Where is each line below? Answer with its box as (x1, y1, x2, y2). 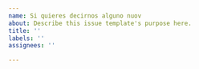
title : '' (8, 26, 42, 34)
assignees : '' (8, 42, 56, 50)
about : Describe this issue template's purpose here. (8, 19, 193, 27)
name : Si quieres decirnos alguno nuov (8, 11, 142, 20)
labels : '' (8, 34, 45, 43)
